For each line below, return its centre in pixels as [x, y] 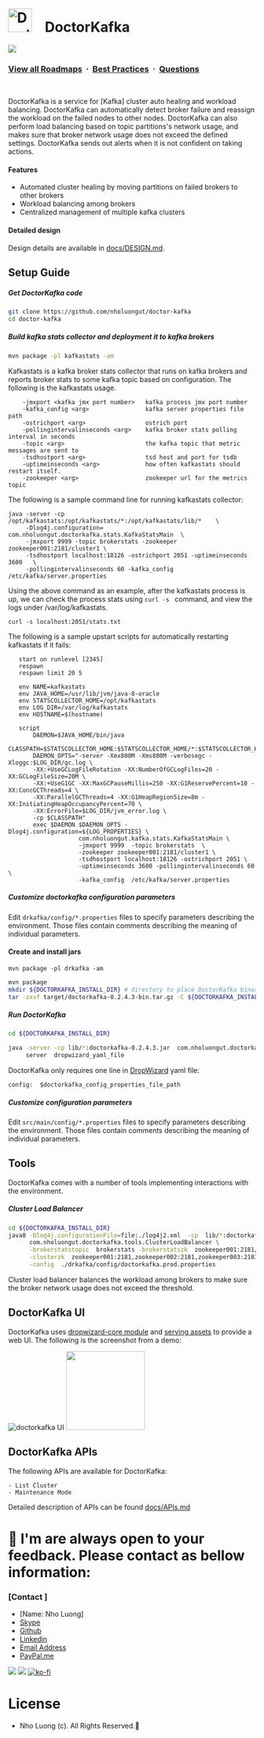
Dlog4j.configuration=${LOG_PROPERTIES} [75, 831]
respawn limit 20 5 [50, 673]
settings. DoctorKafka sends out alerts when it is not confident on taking [125, 143]
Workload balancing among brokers [77, 204]
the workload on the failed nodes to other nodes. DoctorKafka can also [123, 118]
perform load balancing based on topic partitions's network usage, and [123, 127]
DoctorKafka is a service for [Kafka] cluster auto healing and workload [122, 102]
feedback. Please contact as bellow [126, 1555]
